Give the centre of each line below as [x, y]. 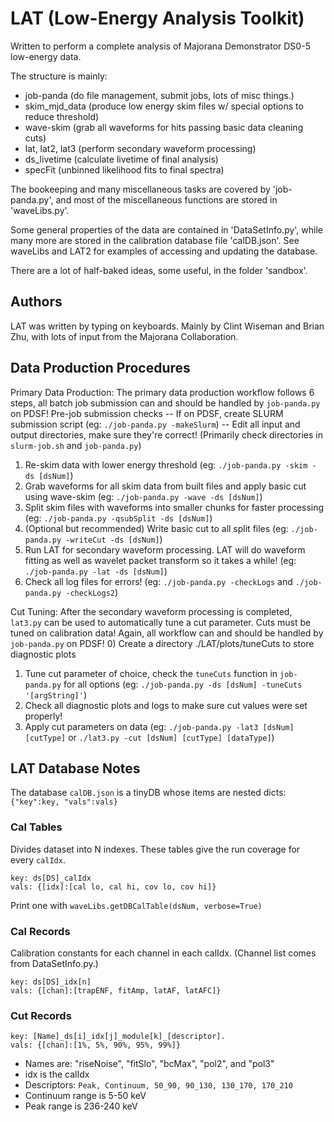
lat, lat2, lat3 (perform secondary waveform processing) [140, 148]
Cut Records [41, 1015]
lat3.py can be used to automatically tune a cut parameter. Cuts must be [161, 622]
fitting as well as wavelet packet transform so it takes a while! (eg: [160, 560]
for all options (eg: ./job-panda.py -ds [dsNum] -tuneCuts [183, 684]
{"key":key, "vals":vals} [64, 802]
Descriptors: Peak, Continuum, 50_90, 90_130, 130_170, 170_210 [158, 1085]
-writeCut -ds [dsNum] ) [114, 539]
